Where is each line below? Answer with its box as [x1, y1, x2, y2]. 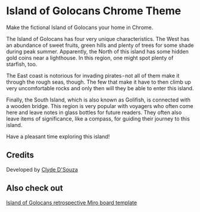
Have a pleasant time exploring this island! [6, 132, 110, 140]
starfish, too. [6, 61, 37, 68]
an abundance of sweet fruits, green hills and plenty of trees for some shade [6, 42, 194, 49]
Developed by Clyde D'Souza [6, 166, 79, 173]
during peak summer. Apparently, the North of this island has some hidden [6, 48, 189, 55]
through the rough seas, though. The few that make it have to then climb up [6, 78, 192, 86]
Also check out [6, 183, 64, 194]
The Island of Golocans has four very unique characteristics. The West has [6, 35, 189, 42]
